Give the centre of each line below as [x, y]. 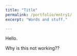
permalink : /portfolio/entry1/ [39, 15]
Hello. [12, 38]
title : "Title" [22, 10]
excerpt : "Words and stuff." [36, 19]
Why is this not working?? [33, 48]
